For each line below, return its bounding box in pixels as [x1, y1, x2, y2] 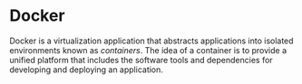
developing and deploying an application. [9, 64, 163, 75]
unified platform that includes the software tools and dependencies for [9, 54, 274, 65]
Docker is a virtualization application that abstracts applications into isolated [9, 35, 294, 46]
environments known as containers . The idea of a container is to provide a [9, 44, 287, 55]
